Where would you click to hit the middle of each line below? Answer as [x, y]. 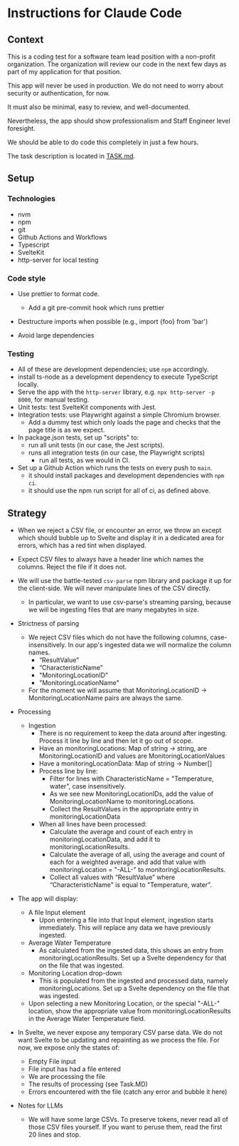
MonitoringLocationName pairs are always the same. [106, 698]
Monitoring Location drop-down [75, 973]
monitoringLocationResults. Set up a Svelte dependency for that [133, 958]
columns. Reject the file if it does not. [72, 567]
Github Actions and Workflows [62, 237]
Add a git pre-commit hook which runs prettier [96, 308]
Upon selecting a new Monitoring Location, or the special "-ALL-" [124, 1003]
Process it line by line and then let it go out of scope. [116, 741]
